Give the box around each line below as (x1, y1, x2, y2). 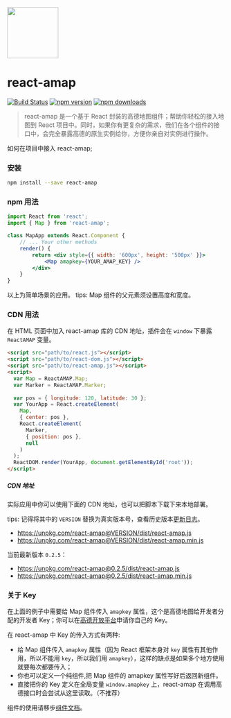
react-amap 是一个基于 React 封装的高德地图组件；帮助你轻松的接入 (24, 112, 219, 120)
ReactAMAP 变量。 (7, 336, 55, 344)
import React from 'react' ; (7, 213, 89, 221)
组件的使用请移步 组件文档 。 (7, 703, 86, 712)
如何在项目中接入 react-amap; (7, 144, 93, 152)
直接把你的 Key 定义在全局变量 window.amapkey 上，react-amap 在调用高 (17, 680, 223, 689)
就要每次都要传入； (17, 663, 73, 672)
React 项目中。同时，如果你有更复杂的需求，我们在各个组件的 (37, 121, 214, 129)
